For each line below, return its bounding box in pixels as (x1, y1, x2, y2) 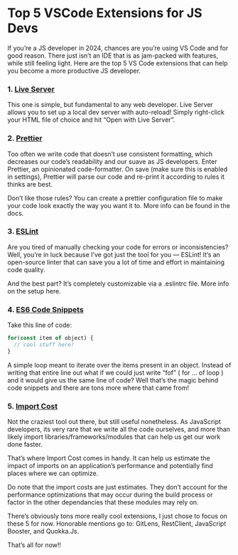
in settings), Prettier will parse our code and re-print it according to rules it (7, 172, 225, 181)
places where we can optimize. (7, 469, 99, 478)
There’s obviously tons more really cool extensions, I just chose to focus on (7, 512, 227, 521)
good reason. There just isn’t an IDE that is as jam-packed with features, (7, 51, 219, 60)
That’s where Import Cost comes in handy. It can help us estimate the (7, 454, 211, 462)
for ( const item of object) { (7, 335, 94, 342)
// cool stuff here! (13, 341, 75, 348)
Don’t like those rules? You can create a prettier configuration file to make (7, 194, 223, 202)
